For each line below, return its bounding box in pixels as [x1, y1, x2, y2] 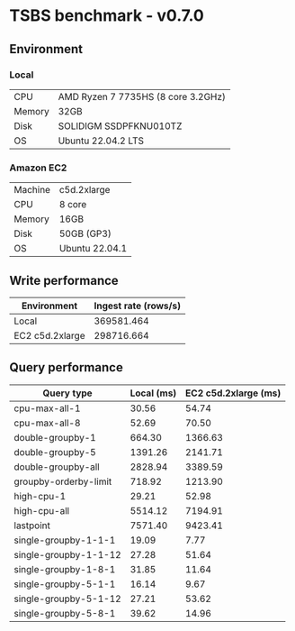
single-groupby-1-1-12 [13, 548, 121, 561]
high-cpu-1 [13, 489, 67, 502]
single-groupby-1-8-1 [13, 562, 116, 575]
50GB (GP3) [58, 227, 112, 240]
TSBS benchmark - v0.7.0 [9, 5, 204, 26]
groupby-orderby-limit [13, 475, 112, 488]
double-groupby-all [13, 461, 101, 473]
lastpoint [13, 519, 51, 532]
